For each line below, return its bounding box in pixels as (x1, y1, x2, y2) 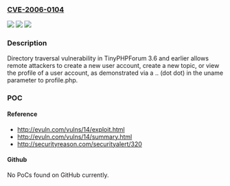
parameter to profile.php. (7, 75, 78, 84)
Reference (7, 110, 38, 118)
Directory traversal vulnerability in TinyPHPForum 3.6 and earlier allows (7, 54, 209, 62)
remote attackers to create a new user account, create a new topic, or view (7, 61, 220, 69)
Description (7, 38, 47, 48)
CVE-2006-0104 (7, 5, 65, 14)
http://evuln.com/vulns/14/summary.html (16, 132, 133, 141)
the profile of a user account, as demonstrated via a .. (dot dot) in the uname (7, 69, 224, 77)
